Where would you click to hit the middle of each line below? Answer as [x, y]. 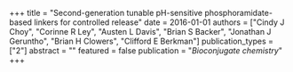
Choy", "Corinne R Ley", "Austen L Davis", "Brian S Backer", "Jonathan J [140, 32]
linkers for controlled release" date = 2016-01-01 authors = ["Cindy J [159, 22]
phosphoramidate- [238, 13]
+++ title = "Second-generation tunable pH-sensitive [106, 13]
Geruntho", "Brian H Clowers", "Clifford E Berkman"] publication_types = [141, 41]
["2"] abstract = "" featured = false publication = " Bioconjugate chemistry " [146, 51]
